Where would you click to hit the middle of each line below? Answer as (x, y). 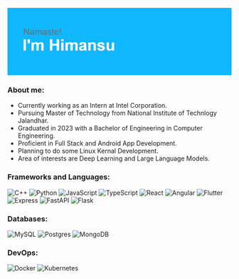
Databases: (28, 218)
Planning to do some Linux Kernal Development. (88, 151)
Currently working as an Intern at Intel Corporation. (92, 106)
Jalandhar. (33, 121)
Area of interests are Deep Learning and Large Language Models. (113, 158)
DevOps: (23, 253)
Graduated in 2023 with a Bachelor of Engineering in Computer (110, 128)
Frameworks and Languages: (59, 177)
